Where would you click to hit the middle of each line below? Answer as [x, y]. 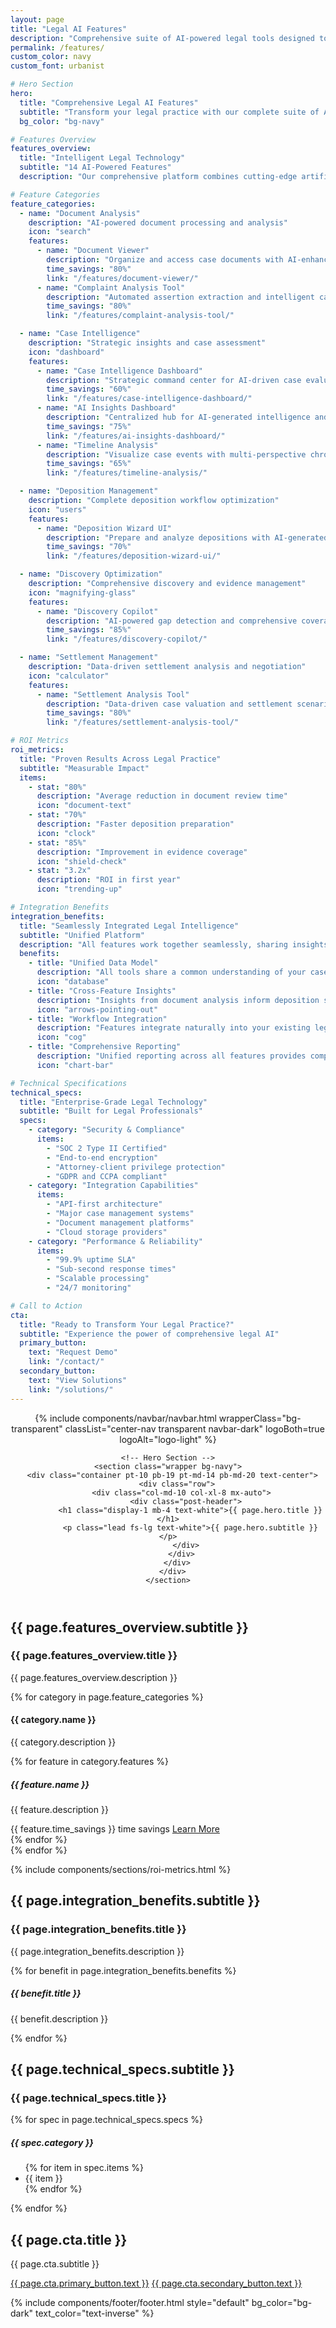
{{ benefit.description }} [59, 2018]
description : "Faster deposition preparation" [135, 824]
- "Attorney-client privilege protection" [136, 1167]
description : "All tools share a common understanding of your [171, 972]
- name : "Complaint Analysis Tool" [111, 287]
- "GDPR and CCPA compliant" [107, 1176]
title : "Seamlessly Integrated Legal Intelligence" [129, 926]
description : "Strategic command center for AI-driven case [174, 380]
